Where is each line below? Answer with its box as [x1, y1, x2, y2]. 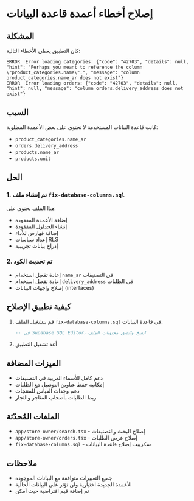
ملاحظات [6, 458, 38, 469]
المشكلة [6, 31, 35, 41]
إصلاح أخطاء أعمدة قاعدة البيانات [6, 7, 153, 21]
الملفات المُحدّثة [6, 412, 60, 422]
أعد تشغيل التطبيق [15, 340, 58, 348]
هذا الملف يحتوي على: [6, 205, 56, 212]
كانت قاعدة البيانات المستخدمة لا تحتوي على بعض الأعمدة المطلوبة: [6, 123, 158, 131]
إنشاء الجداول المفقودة [15, 223, 68, 230]
